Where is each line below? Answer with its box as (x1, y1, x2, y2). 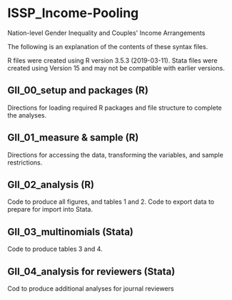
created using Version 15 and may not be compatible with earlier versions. (7, 63, 225, 72)
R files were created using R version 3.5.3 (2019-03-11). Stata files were (7, 56, 218, 65)
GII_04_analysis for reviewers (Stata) (7, 265, 176, 277)
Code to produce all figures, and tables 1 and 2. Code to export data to (7, 197, 215, 206)
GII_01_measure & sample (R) (7, 132, 139, 144)
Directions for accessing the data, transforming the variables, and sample (7, 150, 223, 159)
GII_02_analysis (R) (7, 178, 95, 190)
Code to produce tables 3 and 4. (7, 244, 103, 254)
